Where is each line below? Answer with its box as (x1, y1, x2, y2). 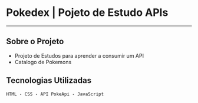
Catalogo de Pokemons (14, 58, 72, 65)
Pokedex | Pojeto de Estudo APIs (6, 6, 169, 19)
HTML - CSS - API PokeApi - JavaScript (6, 91, 104, 97)
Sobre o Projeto (6, 36, 64, 46)
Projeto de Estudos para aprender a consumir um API (14, 52, 144, 59)
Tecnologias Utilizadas (6, 75, 92, 85)
